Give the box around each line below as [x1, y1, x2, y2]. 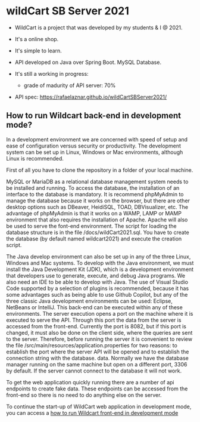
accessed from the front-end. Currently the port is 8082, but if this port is [6, 322, 186, 329]
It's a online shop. [14, 35, 59, 42]
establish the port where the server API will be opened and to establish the [6, 348, 189, 355]
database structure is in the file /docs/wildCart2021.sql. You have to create [6, 229, 189, 236]
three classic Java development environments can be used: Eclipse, [6, 297, 173, 304]
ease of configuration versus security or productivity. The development [6, 142, 182, 149]
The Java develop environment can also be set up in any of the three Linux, [6, 252, 191, 260]
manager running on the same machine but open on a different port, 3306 [6, 361, 187, 368]
